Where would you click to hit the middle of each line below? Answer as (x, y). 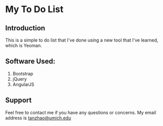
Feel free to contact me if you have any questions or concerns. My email (81, 112)
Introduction (25, 28)
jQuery (19, 79)
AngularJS (23, 84)
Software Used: (30, 61)
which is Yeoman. (24, 46)
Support (18, 100)
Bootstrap (23, 73)
